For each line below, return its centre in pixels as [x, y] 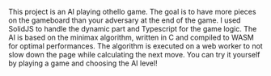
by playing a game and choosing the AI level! [83, 63]
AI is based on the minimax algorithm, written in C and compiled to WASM [131, 37]
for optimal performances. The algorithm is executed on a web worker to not [135, 46]
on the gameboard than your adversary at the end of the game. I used [125, 20]
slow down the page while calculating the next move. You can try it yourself [134, 55]
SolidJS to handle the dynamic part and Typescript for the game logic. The [133, 29]
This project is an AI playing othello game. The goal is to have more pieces [132, 12]
